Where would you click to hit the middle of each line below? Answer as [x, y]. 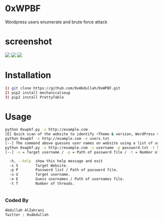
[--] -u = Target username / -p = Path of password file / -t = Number [79, 152]
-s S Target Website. [39, 166]
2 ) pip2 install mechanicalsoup [38, 93]
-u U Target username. [40, 175]
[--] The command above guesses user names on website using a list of [79, 143]
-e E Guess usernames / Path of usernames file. [67, 179]
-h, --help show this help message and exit [56, 161]
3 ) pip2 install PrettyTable [34, 97]
